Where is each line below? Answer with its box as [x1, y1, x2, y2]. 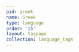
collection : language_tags [6, 36, 74, 42]
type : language [6, 20, 44, 26]
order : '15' [6, 25, 36, 32]
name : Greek [6, 14, 36, 20]
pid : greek [6, 8, 34, 15]
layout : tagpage [6, 31, 47, 37]
